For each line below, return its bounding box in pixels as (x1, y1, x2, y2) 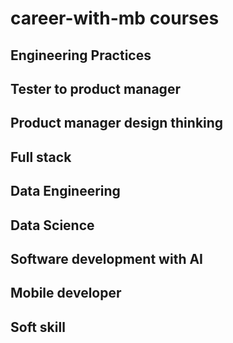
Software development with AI (10, 250, 203, 267)
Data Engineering (10, 183, 121, 200)
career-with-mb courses (10, 7, 220, 30)
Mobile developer (10, 285, 122, 302)
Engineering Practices (10, 47, 152, 64)
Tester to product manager (10, 80, 181, 97)
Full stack (10, 148, 72, 166)
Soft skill (10, 318, 66, 336)
